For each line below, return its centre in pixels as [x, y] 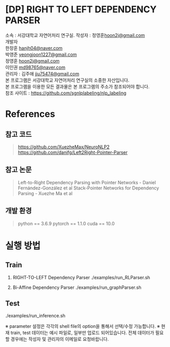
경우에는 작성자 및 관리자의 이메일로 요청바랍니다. [59, 339]
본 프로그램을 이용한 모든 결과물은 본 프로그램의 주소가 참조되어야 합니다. [77, 86]
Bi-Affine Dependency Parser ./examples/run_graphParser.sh [77, 287]
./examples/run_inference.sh [35, 316]
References [30, 114]
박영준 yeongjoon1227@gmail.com [41, 54]
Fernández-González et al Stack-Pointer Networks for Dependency [88, 188]
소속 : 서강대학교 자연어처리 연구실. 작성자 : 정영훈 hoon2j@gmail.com [75, 35]
